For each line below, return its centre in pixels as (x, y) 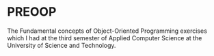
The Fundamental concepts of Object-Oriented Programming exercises (107, 31)
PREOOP (32, 12)
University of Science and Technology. (62, 45)
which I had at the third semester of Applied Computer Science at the (105, 38)
